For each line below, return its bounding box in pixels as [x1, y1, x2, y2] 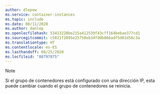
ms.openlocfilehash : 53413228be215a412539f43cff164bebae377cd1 [5, 31, 140, 36]
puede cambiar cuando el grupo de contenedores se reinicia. [5, 83, 131, 89]
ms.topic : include [5, 17, 44, 22]
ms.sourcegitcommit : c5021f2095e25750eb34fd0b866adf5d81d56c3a [5, 36, 140, 41]
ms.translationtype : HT [5, 40, 55, 45]
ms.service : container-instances [5, 12, 75, 17]
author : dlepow [5, 7, 37, 13]
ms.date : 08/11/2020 [5, 21, 49, 27]
